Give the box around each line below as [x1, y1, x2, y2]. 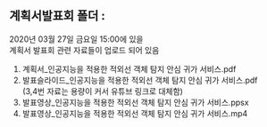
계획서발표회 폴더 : [9, 8, 105, 24]
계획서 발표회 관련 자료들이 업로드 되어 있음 [9, 44, 160, 55]
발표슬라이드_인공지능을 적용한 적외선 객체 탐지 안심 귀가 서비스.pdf [21, 75, 258, 85]
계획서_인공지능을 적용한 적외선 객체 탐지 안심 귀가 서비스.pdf [21, 63, 237, 74]
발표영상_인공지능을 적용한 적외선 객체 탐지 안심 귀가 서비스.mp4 [21, 107, 248, 118]
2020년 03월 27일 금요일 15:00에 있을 [9, 34, 144, 44]
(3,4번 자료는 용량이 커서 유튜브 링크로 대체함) [21, 85, 183, 96]
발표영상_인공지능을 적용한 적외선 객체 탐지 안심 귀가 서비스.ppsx [21, 97, 249, 107]
